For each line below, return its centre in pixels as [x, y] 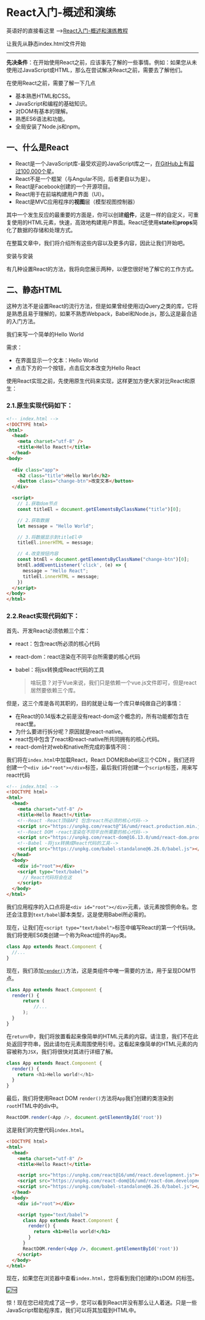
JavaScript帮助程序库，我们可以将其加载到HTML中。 [73, 1310]
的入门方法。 [22, 321]
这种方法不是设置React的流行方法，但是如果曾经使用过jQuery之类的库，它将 [102, 306]
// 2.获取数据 [33, 520]
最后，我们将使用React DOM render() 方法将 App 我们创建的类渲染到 [90, 1098]
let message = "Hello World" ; [56, 526]
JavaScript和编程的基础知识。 [53, 103]
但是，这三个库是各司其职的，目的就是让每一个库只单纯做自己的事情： [95, 703]
